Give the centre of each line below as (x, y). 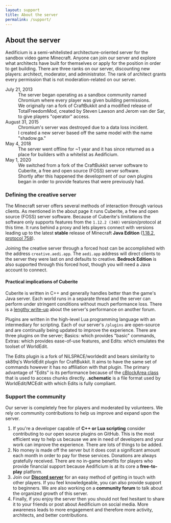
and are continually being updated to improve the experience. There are (81, 330)
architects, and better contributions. (50, 515)
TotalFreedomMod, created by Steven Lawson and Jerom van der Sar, (92, 111)
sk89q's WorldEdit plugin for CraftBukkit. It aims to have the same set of (81, 362)
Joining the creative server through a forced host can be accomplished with (85, 248)
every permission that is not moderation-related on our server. (71, 80)
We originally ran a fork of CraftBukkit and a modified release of (85, 106)
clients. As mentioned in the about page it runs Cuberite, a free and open (82, 211)
